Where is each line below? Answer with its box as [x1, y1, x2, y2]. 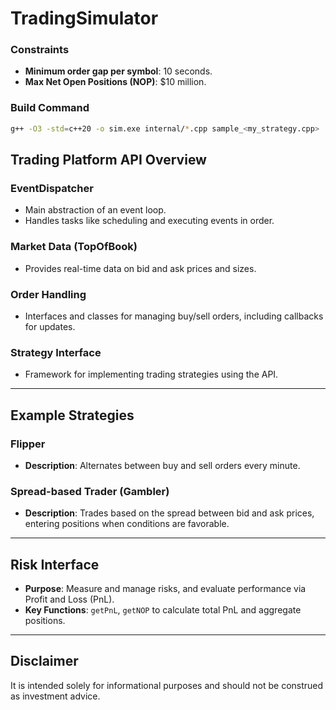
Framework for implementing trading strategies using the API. [24, 368, 279, 381]
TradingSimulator [10, 7, 159, 30]
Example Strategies [10, 407, 135, 424]
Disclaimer [10, 653, 79, 670]
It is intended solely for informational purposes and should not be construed [10, 679, 324, 691]
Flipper [10, 437, 46, 451]
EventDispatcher [10, 181, 94, 195]
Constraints [10, 43, 70, 57]
